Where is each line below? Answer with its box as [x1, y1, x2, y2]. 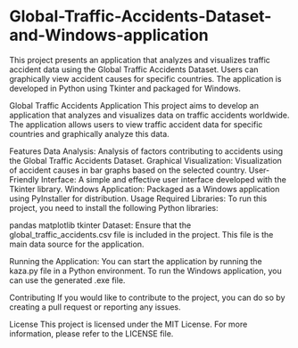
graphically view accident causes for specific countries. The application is [9, 73, 282, 84]
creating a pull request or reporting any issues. [9, 301, 181, 312]
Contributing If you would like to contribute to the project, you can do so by [9, 292, 286, 303]
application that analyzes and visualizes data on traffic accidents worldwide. [9, 109, 290, 120]
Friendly [9, 174, 39, 184]
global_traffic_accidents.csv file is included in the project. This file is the [9, 229, 274, 239]
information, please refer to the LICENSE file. [9, 328, 174, 339]
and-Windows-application [9, 25, 210, 45]
